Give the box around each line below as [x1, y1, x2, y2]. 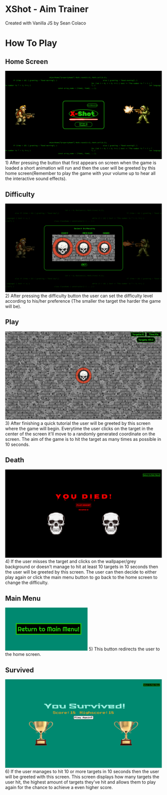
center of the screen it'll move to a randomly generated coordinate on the [5, 431, 156, 437]
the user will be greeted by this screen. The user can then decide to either [5, 569, 157, 575]
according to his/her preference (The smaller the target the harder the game [5, 298, 161, 304]
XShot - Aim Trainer [5, 3, 89, 15]
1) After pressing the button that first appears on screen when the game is [5, 160, 157, 166]
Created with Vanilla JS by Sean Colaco [5, 20, 86, 26]
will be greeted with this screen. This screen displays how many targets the [5, 774, 160, 780]
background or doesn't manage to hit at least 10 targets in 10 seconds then [5, 564, 158, 570]
